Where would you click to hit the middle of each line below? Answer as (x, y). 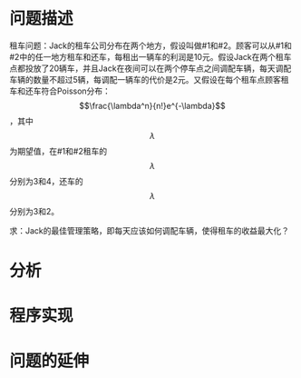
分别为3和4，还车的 (46, 181)
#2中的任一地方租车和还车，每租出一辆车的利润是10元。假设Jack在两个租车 (150, 56)
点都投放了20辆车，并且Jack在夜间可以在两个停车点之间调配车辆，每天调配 (150, 68)
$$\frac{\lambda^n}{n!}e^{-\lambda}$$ (152, 105)
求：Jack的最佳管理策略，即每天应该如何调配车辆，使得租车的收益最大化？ (150, 230)
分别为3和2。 (34, 211)
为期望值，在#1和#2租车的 (58, 151)
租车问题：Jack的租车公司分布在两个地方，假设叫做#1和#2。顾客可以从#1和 (151, 45)
